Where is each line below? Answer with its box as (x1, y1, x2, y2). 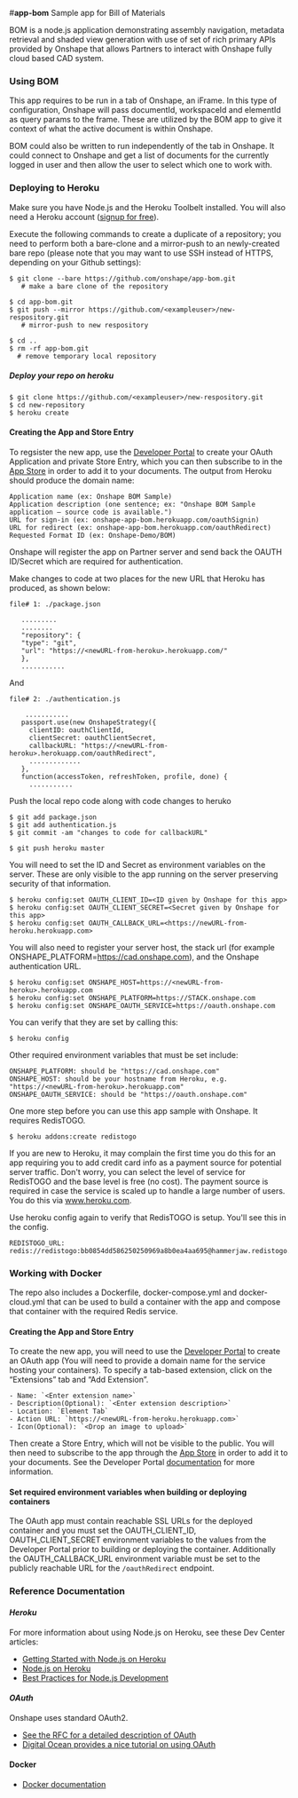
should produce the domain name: (9, 475, 135, 485)
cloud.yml (9, 1297, 46, 1307)
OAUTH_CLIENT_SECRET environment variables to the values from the (9, 1534, 267, 1545)
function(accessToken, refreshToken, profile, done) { (20, 772, 228, 781)
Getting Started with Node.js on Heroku (21, 1653, 167, 1664)
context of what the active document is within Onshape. (9, 123, 214, 134)
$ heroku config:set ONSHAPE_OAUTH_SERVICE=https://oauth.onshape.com (9, 1001, 276, 1010)
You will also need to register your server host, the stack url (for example (9, 942, 275, 952)
